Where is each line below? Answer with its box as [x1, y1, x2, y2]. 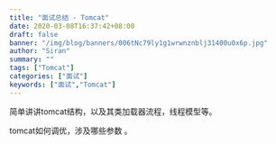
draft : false [9, 30, 59, 39]
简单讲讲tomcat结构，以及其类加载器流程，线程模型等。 [9, 105, 217, 117]
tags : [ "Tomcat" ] [9, 64, 75, 73]
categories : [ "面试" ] [9, 72, 88, 81]
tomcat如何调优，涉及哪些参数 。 [9, 125, 133, 136]
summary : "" [9, 55, 54, 64]
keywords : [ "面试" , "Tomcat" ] [9, 80, 116, 89]
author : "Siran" [9, 47, 70, 56]
